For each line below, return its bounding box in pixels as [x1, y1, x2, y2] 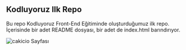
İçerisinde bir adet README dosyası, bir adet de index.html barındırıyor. [6, 26, 181, 33]
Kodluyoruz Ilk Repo [6, 5, 82, 15]
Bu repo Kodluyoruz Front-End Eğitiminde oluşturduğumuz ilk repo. [6, 20, 170, 27]
